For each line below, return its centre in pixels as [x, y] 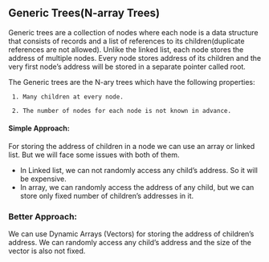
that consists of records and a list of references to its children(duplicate [126, 41]
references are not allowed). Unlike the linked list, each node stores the [126, 49]
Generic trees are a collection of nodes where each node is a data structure [133, 32]
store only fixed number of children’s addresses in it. [107, 196]
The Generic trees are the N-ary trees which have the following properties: [132, 82]
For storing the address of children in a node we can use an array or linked [132, 147]
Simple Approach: [39, 128]
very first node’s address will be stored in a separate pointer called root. [127, 67]
